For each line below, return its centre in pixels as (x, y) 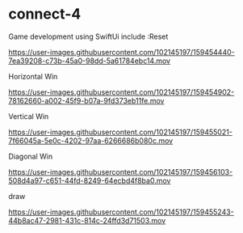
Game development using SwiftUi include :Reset (88, 36)
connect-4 (45, 14)
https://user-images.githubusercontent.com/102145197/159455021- (120, 132)
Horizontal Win (33, 76)
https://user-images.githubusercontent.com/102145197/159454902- (121, 92)
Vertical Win (29, 116)
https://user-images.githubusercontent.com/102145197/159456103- (121, 172)
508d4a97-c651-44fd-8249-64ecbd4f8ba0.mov (90, 180)
